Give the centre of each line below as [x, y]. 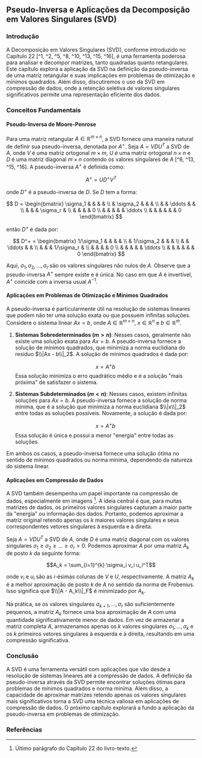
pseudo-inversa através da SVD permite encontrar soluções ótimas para [96, 682]
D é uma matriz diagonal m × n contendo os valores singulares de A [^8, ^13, [101, 160]
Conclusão [23, 656]
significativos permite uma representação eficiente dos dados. [84, 94]
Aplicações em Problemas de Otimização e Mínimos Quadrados [87, 295]
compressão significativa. [38, 641]
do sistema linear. [28, 466]
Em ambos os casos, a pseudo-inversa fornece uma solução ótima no [93, 454]
